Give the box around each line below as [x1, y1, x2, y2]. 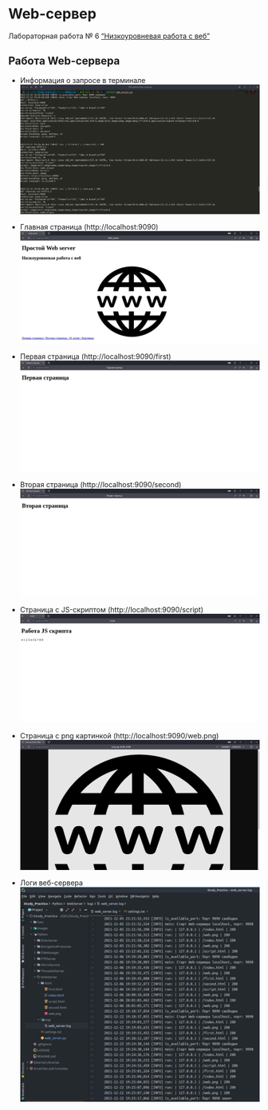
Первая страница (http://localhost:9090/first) [19, 352, 171, 361]
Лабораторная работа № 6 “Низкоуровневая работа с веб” [8, 31, 210, 41]
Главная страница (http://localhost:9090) [19, 222, 159, 232]
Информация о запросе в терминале [19, 75, 146, 85]
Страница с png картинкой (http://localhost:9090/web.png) [19, 730, 219, 740]
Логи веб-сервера [19, 878, 84, 888]
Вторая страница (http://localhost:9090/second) [19, 480, 182, 490]
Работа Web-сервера [8, 54, 120, 68]
